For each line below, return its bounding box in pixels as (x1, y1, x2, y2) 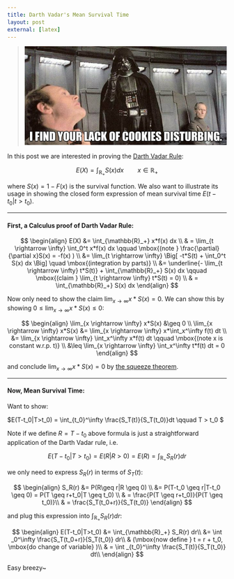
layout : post (7, 18, 45, 26)
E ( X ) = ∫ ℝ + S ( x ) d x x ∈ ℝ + (75, 166, 159, 177)
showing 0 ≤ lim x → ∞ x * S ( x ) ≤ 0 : (7, 304, 104, 314)
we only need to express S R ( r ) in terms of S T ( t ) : (7, 468, 143, 478)
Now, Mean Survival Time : (7, 386, 85, 395)
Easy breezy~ (7, 563, 47, 572)
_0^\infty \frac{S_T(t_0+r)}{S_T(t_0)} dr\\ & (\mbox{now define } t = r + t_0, (10, 535, 224, 543)
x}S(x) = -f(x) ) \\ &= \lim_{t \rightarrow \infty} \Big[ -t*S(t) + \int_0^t (32, 251, 226, 260)
